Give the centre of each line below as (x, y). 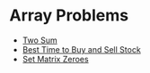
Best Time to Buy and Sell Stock (81, 49)
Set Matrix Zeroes (55, 59)
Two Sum (40, 40)
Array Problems (69, 16)
